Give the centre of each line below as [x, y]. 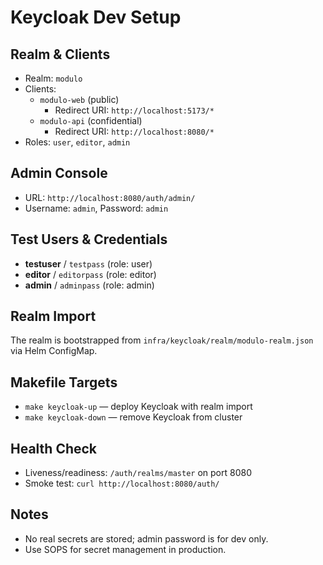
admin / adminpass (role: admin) [89, 285]
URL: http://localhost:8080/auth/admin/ [110, 197]
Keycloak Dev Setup [96, 17]
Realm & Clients [60, 54]
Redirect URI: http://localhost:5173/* [134, 110]
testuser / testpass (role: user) [88, 263]
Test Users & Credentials [89, 239]
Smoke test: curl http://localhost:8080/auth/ [122, 483]
